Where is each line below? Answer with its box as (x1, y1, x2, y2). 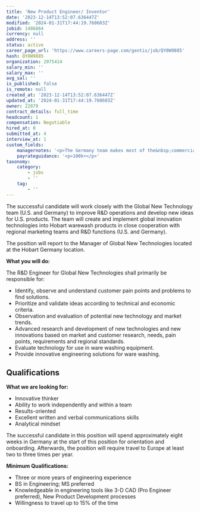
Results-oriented (14, 408, 57, 415)
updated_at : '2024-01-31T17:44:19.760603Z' (6, 97, 116, 103)
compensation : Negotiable (6, 120, 70, 126)
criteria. (14, 306, 34, 313)
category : (17, 164, 42, 170)
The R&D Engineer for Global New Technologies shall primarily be (6, 269, 167, 276)
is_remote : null (6, 87, 46, 92)
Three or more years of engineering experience (14, 474, 132, 481)
